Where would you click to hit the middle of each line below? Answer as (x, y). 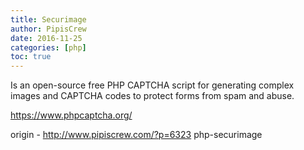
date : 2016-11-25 (46, 38)
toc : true (31, 57)
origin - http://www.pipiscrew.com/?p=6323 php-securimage (136, 135)
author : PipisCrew (48, 29)
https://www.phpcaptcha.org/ (71, 115)
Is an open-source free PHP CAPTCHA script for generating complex (152, 85)
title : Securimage (48, 19)
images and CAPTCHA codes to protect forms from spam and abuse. (152, 96)
